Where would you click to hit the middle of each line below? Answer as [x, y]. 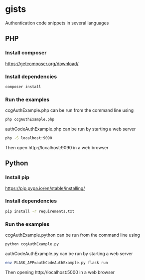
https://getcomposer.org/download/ [42, 64]
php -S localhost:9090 [29, 138]
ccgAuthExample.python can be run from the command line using [73, 235]
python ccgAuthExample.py [32, 244]
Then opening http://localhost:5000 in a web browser [60, 272]
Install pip [17, 178]
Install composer [26, 53]
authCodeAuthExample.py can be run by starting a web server [69, 253]
